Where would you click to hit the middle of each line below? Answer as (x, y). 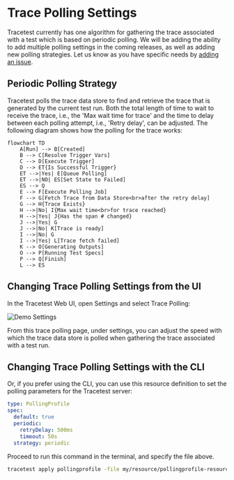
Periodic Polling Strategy (62, 84)
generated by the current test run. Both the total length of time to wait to (111, 108)
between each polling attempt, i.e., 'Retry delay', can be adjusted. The (108, 123)
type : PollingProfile (39, 404)
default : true (34, 417)
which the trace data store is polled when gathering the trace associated (111, 338)
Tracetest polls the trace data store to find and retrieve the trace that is (109, 100)
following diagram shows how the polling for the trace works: (95, 130)
